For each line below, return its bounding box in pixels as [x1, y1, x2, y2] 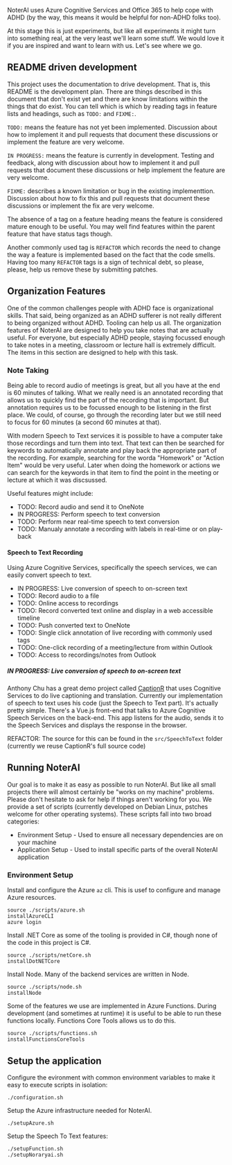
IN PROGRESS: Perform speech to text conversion [17, 510, 161, 518]
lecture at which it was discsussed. [7, 476, 107, 484]
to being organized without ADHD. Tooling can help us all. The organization [7, 319, 222, 327]
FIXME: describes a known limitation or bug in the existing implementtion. [7, 187, 215, 195]
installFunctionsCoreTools [7, 1036, 85, 1044]
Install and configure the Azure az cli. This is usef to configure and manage [7, 886, 221, 894]
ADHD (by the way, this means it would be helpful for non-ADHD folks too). [7, 13, 222, 22]
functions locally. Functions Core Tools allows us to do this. [7, 1016, 177, 1025]
